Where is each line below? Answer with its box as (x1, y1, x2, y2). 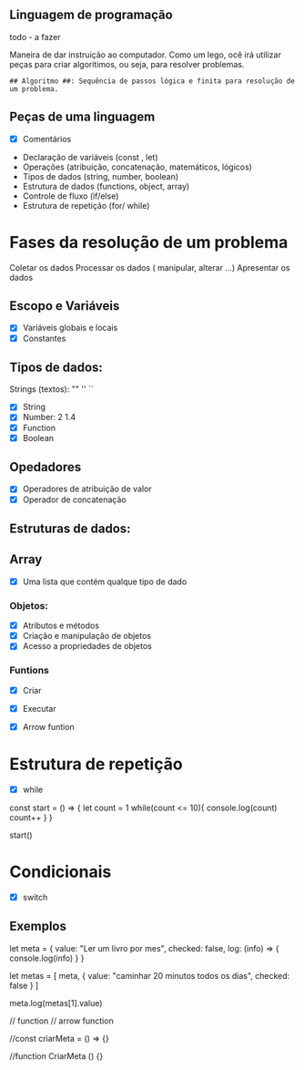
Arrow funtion (22, 721, 75, 732)
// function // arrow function (9, 1015, 114, 1026)
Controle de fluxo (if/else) (22, 190, 119, 201)
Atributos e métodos (22, 620, 100, 632)
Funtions (9, 664, 50, 677)
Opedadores (9, 459, 82, 475)
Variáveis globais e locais (22, 323, 118, 334)
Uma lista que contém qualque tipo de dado (22, 576, 187, 587)
